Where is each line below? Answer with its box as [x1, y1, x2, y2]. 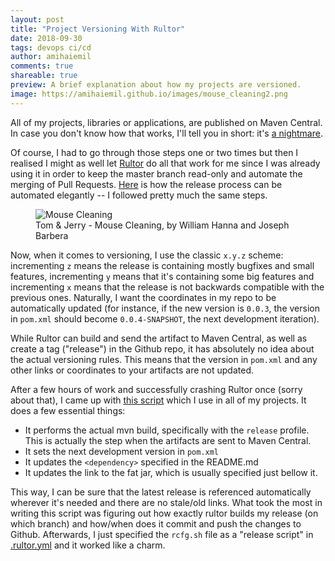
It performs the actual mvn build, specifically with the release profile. [24, 424, 310, 436]
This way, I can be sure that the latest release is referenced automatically [10, 486, 312, 498]
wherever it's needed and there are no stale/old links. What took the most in [10, 496, 323, 508]
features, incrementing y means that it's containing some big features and [10, 270, 315, 282]
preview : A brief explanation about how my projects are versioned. [10, 80, 302, 90]
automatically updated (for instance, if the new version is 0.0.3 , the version [10, 302, 320, 314]
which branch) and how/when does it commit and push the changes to [10, 517, 302, 530]
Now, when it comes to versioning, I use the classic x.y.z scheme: [10, 249, 284, 261]
